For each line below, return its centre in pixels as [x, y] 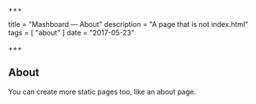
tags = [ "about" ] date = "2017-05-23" [72, 33]
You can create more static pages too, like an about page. [102, 91]
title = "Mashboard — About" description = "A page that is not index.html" [128, 24]
